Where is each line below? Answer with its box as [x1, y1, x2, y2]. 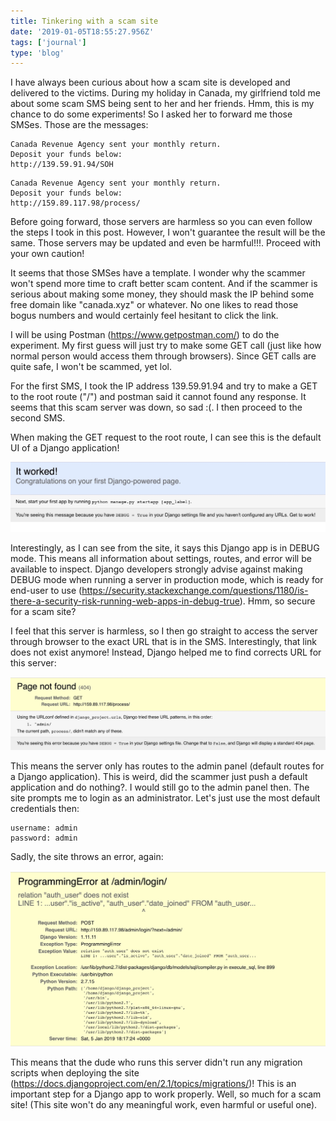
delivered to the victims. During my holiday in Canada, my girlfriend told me [10, 87, 321, 99]
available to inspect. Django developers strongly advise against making [10, 563, 303, 575]
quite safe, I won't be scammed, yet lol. [10, 361, 172, 373]
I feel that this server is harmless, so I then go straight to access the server [10, 625, 318, 637]
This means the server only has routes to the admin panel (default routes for [10, 760, 325, 772]
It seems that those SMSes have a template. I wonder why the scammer [10, 267, 306, 279]
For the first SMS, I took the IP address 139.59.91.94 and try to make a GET [10, 380, 318, 392]
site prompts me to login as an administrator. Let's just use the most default [10, 792, 321, 804]
